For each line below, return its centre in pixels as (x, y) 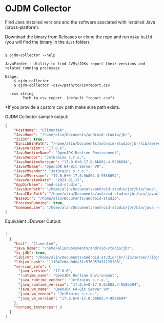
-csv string (22, 93)
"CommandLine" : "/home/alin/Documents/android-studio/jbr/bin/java (84, 208)
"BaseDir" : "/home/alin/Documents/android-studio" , (67, 198)
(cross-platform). (22, 27)
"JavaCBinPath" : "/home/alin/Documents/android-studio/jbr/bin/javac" (87, 194)
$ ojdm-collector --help (30, 55)
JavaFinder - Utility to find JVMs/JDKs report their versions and (75, 64)
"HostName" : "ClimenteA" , (40, 130)
